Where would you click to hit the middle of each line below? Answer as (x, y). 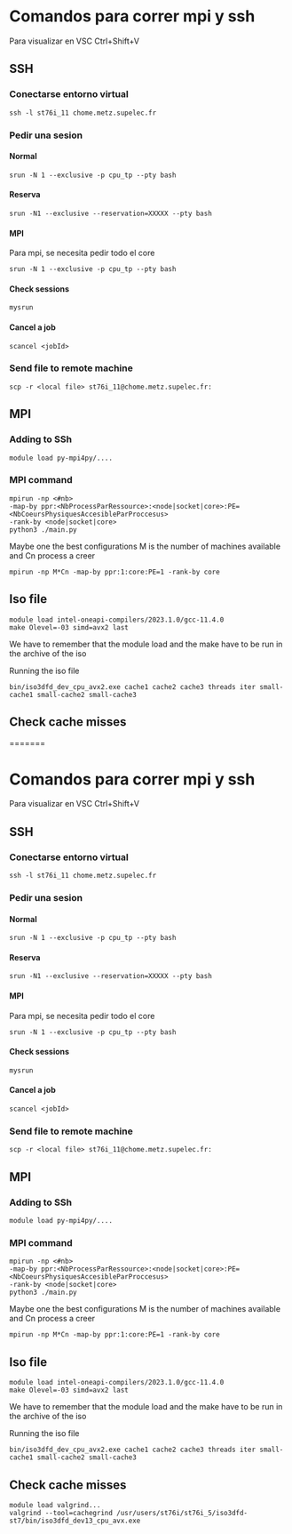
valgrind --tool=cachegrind (61, 1513)
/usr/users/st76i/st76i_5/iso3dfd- (182, 1513)
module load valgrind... (55, 1505)
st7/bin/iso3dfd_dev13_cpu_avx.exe (75, 1521)
